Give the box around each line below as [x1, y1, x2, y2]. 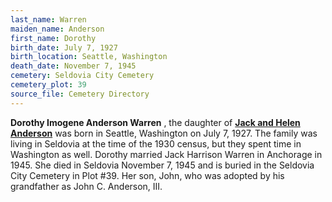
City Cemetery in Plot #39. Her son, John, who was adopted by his [10, 169, 285, 181]
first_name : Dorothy [10, 33, 97, 43]
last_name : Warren [10, 14, 87, 25]
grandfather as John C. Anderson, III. [10, 180, 163, 192]
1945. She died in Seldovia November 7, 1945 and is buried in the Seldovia [10, 159, 315, 171]
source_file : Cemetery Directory [10, 89, 150, 99]
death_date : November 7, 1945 [10, 61, 137, 71]
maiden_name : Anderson [10, 24, 105, 34]
